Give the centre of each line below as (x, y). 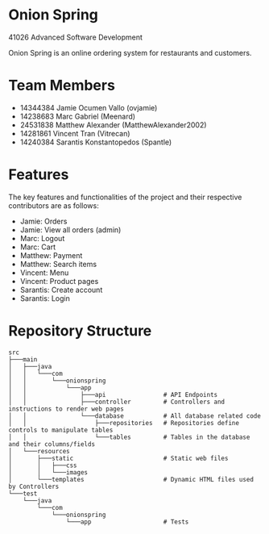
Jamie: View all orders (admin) (70, 229)
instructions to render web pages (66, 409)
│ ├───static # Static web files (118, 458)
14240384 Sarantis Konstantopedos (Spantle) (96, 142)
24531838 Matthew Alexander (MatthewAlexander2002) (113, 125)
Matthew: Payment (51, 255)
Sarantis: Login (45, 298)
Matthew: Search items (58, 264)
